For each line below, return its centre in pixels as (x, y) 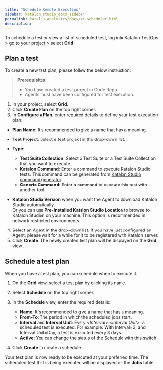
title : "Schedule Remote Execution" (43, 10)
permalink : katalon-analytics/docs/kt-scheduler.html (62, 19)
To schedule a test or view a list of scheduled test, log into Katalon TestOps (82, 38)
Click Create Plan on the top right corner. (54, 110)
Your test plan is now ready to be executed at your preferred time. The (77, 357)
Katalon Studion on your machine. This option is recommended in (79, 215)
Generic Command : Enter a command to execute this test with (83, 185)
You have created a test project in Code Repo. (71, 90)
